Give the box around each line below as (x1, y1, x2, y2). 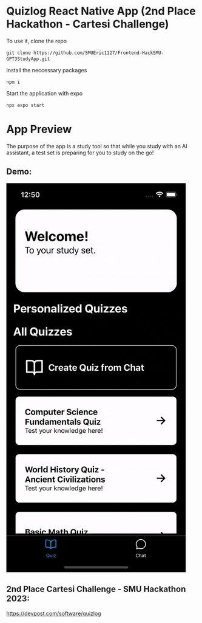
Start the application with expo (6, 89, 83, 97)
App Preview (6, 123, 72, 136)
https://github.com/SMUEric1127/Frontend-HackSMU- (33, 50, 164, 56)
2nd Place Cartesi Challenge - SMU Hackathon (6, 584, 186, 594)
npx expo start (6, 102, 45, 108)
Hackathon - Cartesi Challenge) (6, 17, 169, 31)
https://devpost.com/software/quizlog (6, 610, 101, 617)
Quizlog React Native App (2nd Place (6, 4, 196, 18)
